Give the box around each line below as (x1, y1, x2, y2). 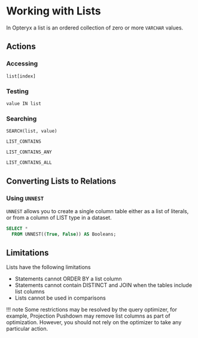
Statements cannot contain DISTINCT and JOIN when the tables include (14, 282, 193, 289)
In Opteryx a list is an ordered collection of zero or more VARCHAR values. (6, 24, 184, 31)
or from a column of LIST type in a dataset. (6, 214, 112, 221)
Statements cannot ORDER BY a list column (14, 275, 122, 283)
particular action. (6, 325, 48, 333)
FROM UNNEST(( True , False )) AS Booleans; (11, 231, 117, 237)
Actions (6, 41, 36, 52)
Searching (6, 114, 37, 122)
